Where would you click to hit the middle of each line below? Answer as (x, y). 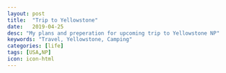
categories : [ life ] (36, 46)
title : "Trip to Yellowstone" (53, 20)
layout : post (26, 14)
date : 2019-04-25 (36, 26)
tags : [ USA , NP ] (29, 53)
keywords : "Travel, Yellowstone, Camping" (70, 40)
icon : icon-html (31, 59)
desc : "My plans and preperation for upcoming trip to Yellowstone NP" (113, 33)
